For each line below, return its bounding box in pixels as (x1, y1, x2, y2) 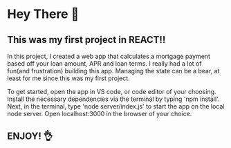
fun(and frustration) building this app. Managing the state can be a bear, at (7, 67, 220, 75)
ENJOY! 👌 (7, 131, 53, 142)
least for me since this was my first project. (7, 74, 130, 82)
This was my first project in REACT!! (7, 34, 166, 46)
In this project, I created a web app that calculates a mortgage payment (7, 52, 211, 60)
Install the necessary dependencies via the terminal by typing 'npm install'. (7, 95, 220, 103)
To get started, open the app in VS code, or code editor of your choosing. (7, 88, 216, 95)
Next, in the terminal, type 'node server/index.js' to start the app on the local (7, 102, 225, 110)
